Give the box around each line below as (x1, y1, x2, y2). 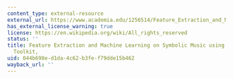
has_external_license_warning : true (7, 23, 113, 30)
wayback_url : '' (7, 61, 54, 68)
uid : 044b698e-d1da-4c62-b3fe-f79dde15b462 (7, 55, 135, 62)
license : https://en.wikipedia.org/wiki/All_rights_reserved (7, 29, 188, 36)
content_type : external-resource (7, 10, 104, 17)
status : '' (7, 36, 39, 43)
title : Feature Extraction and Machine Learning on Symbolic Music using (7, 42, 225, 49)
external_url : (7, 16, 49, 23)
